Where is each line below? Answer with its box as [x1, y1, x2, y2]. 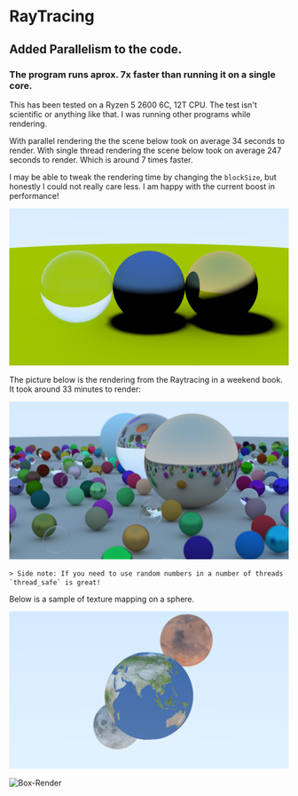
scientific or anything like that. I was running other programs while [9, 108, 251, 119]
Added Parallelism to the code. [9, 42, 183, 57]
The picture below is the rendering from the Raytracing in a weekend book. [9, 375, 284, 386]
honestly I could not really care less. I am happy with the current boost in [9, 180, 275, 192]
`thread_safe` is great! [9, 577, 101, 587]
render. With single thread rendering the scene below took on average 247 [9, 145, 282, 155]
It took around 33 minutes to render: [9, 384, 142, 394]
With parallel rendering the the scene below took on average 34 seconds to [9, 135, 286, 146]
